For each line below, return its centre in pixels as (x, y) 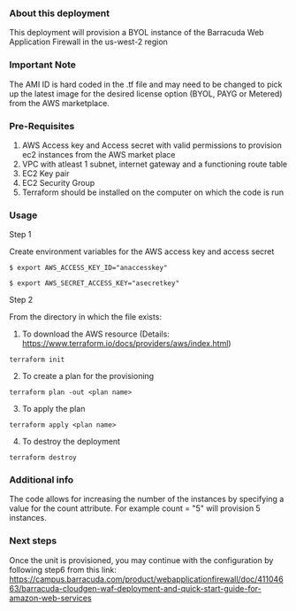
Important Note (43, 65)
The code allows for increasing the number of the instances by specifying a (147, 499)
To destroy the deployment (71, 442)
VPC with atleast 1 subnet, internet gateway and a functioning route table (155, 164)
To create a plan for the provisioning (88, 376)
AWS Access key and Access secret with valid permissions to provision (152, 145)
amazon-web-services (50, 598)
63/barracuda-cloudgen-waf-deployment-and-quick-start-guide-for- (136, 588)
